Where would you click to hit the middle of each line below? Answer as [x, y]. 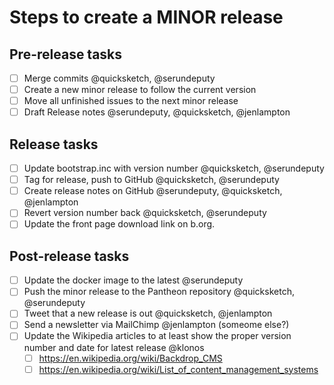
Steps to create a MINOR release [146, 17]
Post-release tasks [69, 256]
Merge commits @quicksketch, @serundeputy [119, 78]
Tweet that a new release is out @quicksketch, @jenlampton [148, 313]
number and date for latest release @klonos [114, 347]
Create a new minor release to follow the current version [140, 90]
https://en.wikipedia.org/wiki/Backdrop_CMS [130, 358]
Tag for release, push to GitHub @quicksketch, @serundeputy [151, 180]
